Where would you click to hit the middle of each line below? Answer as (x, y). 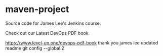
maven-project (37, 9)
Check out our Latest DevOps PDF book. (48, 33)
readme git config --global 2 (35, 48)
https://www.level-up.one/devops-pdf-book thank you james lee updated (82, 43)
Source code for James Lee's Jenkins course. (53, 23)
